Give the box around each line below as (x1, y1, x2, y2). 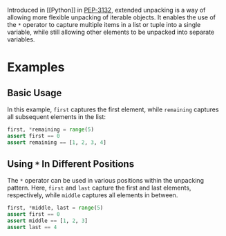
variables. (7, 35, 35, 44)
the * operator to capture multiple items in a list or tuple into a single (7, 21, 201, 28)
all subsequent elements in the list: (7, 113, 106, 120)
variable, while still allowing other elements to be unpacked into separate (7, 28, 215, 36)
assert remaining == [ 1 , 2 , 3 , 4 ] (7, 138, 107, 146)
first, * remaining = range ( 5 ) (7, 126, 95, 133)
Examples (7, 60, 65, 75)
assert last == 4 (7, 224, 57, 231)
